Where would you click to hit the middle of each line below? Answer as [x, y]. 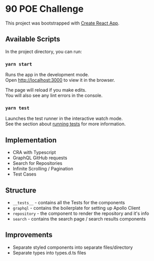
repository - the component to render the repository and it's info [81, 213]
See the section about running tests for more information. [66, 124]
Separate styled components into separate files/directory [73, 247]
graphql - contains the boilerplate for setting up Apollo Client [76, 208]
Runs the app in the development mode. [47, 75]
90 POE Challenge [45, 9]
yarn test [17, 108]
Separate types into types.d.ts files [49, 253]
